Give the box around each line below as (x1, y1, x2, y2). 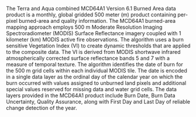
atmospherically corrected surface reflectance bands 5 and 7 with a (6, 55, 170, 61)
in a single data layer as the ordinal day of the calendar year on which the (6, 73, 183, 80)
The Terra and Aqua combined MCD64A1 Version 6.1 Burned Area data (6, 5, 177, 12)
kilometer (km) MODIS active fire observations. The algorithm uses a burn (6, 36, 184, 43)
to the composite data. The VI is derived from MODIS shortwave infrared (6, 49, 181, 55)
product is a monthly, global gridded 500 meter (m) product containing (6, 11, 177, 18)
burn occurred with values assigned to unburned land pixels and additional (6, 80, 187, 87)
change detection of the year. (6, 105, 77, 111)
